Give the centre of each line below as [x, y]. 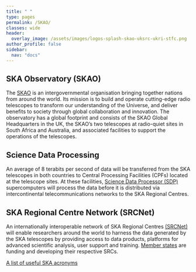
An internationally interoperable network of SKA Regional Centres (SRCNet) [97, 227]
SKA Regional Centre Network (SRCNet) [80, 212]
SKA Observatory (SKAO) [54, 79]
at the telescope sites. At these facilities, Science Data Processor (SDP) [92, 182]
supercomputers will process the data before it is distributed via [83, 188]
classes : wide [23, 28]
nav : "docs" [26, 55]
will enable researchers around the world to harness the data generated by [96, 233]
